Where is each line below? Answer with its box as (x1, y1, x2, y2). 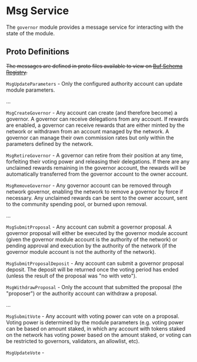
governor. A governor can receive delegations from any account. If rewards (6, 115, 189, 122)
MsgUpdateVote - (6, 348, 45, 356)
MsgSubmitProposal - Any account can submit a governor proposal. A (6, 223, 172, 230)
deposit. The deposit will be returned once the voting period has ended (6, 266, 179, 273)
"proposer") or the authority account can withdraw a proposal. (6, 290, 158, 297)
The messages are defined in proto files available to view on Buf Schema (6, 62, 183, 69)
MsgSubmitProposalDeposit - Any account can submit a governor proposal (6, 260, 184, 267)
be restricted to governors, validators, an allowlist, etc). (6, 337, 140, 344)
